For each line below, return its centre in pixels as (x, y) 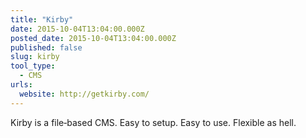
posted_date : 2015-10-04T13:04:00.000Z (93, 38)
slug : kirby (35, 57)
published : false (46, 47)
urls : (21, 85)
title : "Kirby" (42, 19)
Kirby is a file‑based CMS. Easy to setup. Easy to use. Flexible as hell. (153, 122)
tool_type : (33, 66)
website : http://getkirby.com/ (84, 94)
